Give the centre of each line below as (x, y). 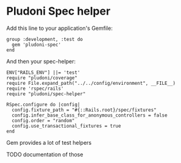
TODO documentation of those (45, 154)
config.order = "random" (43, 120)
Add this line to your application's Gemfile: (59, 28)
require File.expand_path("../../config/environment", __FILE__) (91, 83)
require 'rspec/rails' (35, 89)
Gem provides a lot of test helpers (49, 142)
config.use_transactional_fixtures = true (66, 126)
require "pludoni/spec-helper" (46, 94)
